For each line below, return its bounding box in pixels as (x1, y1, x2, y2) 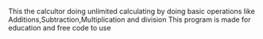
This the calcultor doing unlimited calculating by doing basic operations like (8, 7, 256, 16)
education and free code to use (8, 23, 111, 32)
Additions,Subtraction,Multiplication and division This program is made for (8, 15, 252, 24)
